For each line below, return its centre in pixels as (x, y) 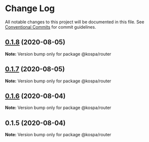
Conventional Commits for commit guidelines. (50, 27)
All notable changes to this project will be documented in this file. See (75, 22)
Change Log (30, 8)
